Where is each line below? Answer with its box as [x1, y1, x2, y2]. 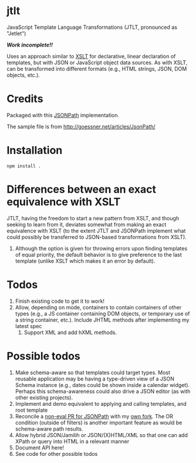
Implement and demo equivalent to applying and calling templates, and [15, 400, 187, 407]
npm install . [6, 163, 42, 169]
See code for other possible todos [15, 450, 98, 457]
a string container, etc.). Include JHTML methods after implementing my [15, 316, 190, 323]
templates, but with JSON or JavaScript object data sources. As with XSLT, [6, 59, 188, 66]
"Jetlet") [6, 29, 26, 37]
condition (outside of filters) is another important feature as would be [15, 419, 183, 426]
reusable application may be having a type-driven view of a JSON [15, 375, 175, 382]
